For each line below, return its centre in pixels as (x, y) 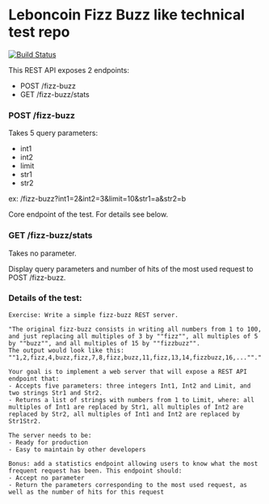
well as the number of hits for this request (86, 492)
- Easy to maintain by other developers (78, 449)
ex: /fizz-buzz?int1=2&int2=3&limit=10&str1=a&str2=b (97, 199)
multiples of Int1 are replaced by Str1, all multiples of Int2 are (126, 407)
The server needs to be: (50, 435)
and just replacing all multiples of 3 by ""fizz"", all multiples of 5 (133, 336)
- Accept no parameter (46, 478)
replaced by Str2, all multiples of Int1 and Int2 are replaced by (124, 414)
